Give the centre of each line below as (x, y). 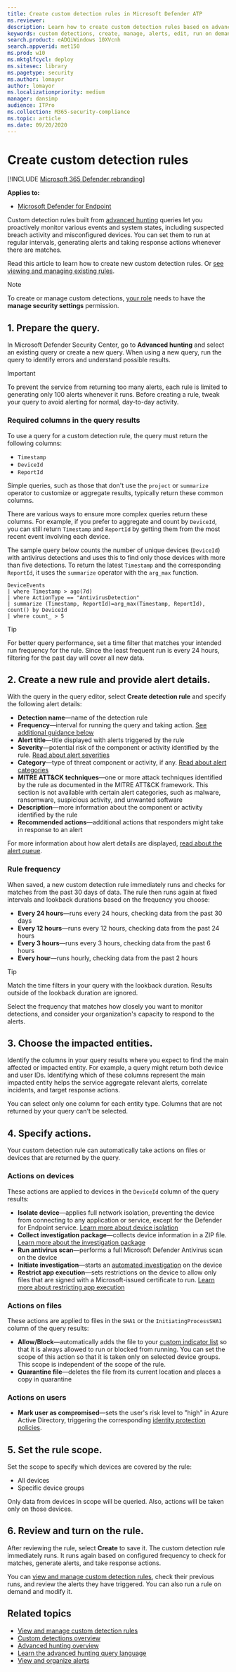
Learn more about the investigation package (81, 1242)
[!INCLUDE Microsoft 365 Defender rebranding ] (76, 179)
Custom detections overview (59, 1638)
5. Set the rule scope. (55, 1450)
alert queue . (25, 851)
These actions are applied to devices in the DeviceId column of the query (113, 1191)
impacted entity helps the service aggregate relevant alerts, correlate (107, 1083)
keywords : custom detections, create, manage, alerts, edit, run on (110, 33)
